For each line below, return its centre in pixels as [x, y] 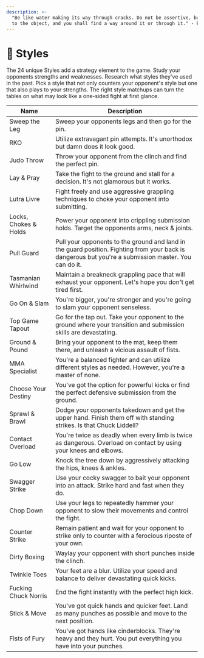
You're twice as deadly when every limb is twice [124, 435]
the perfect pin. [77, 164]
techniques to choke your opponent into [112, 199]
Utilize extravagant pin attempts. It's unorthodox [124, 139]
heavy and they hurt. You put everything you [119, 639]
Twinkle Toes [28, 575]
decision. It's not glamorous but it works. [113, 182]
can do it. [69, 264]
